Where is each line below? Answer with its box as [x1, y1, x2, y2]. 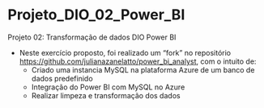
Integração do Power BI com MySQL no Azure [31, 82, 185, 92]
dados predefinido [31, 73, 94, 83]
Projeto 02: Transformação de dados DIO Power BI [7, 32, 177, 42]
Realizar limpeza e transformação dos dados [31, 90, 181, 100]
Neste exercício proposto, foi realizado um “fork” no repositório [19, 48, 232, 57]
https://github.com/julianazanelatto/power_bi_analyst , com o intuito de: [19, 56, 257, 66]
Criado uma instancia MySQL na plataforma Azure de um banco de [31, 64, 255, 74]
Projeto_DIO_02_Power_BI [7, 6, 185, 24]
